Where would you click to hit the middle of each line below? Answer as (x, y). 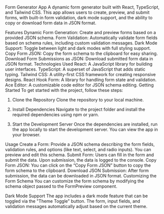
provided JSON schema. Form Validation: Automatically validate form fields (81, 38)
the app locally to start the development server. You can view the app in (85, 129)
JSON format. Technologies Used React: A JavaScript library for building (79, 64)
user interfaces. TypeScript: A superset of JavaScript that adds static (75, 69)
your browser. (26, 135)
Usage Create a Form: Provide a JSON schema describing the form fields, (80, 144)
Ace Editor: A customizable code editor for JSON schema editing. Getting (80, 85)
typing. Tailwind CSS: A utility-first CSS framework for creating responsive (81, 74)
